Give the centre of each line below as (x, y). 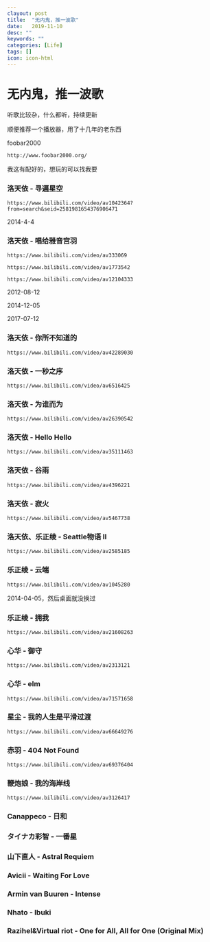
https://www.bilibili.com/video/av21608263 (70, 632)
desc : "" (20, 33)
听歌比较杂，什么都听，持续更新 (52, 115)
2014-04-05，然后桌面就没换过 (51, 598)
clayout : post (27, 13)
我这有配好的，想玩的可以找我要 (52, 169)
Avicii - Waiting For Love (48, 875)
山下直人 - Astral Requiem (51, 857)
